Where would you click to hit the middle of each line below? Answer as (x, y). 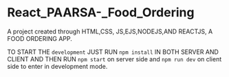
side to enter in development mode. (57, 66)
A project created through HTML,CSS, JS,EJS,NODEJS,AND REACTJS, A (110, 31)
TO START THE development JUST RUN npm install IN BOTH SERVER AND (113, 52)
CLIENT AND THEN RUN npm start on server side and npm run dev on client (115, 59)
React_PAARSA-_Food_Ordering (101, 13)
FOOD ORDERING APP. (40, 38)
